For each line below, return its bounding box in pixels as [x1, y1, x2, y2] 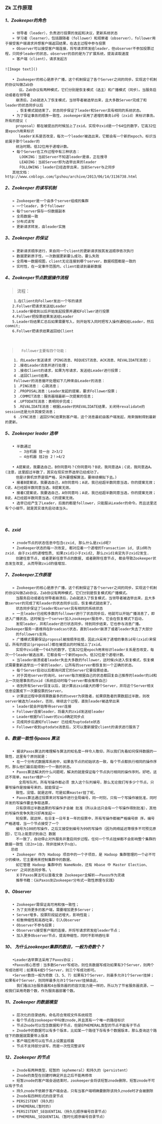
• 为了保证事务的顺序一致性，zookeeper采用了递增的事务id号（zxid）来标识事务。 [12, 113, 157, 118]
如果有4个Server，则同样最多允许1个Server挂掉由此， [5, 978, 101, 983]
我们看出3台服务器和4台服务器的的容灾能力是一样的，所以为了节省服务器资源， [16, 983, 151, 988]
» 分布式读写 [12, 219, 35, 224]
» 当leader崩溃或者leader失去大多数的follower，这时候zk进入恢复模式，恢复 [12, 657, 151, 662]
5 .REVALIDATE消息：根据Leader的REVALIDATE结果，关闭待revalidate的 [14, 404, 145, 409]
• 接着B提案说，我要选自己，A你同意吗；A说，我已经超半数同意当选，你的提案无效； [12, 480, 156, 485]
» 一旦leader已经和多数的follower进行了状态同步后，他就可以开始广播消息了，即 [12, 611, 155, 616]
